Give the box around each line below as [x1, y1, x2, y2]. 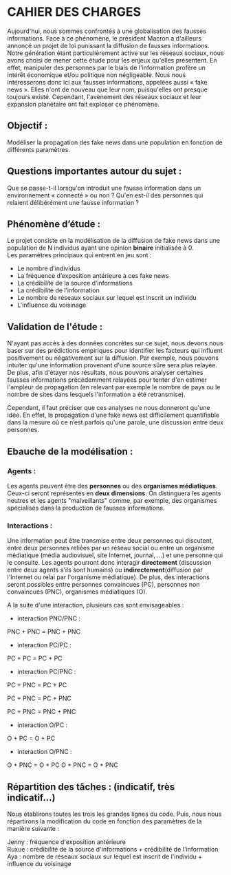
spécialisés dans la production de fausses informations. [7, 504, 165, 512]
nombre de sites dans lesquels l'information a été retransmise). [7, 390, 186, 399]
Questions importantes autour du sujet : [7, 166, 182, 177]
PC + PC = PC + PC [7, 654, 63, 662]
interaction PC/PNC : [16, 668, 76, 676]
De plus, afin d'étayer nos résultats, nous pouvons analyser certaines [7, 369, 203, 377]
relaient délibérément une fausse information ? [7, 198, 140, 206]
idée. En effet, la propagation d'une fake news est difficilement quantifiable [7, 411, 220, 420]
